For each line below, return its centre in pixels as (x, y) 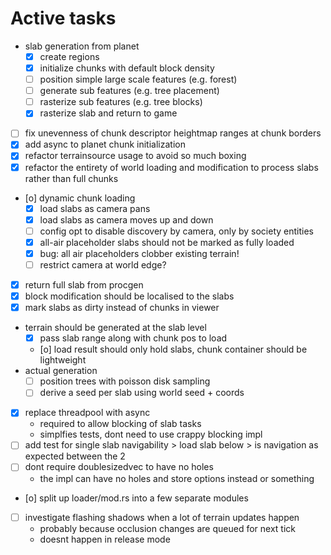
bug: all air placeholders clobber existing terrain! (139, 253)
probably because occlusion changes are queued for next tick (167, 528)
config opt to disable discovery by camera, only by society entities (176, 231)
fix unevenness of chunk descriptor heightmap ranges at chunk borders (173, 133)
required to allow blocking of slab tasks (120, 424)
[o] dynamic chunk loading (80, 198)
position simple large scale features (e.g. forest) (138, 79)
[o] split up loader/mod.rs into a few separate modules (136, 498)
